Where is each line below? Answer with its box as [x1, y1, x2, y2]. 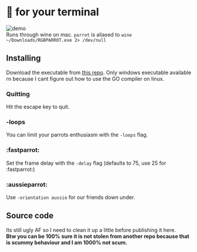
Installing [6, 53, 41, 64]
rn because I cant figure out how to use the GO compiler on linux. [6, 75, 165, 82]
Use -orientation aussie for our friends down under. [6, 194, 135, 201]
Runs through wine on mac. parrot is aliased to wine [6, 31, 132, 38]
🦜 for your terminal [6, 5, 99, 19]
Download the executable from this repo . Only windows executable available [6, 69, 192, 76]
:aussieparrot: [6, 180, 48, 188]
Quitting [6, 89, 31, 98]
